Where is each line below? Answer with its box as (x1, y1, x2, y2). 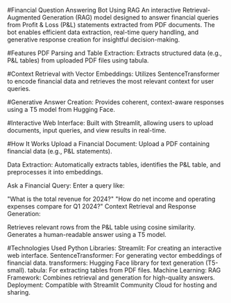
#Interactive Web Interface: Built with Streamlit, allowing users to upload (7, 119, 214, 127)
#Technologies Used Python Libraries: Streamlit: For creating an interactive (7, 244, 222, 252)
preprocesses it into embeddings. (7, 168, 103, 176)
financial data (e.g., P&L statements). (7, 147, 112, 155)
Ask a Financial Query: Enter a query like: (7, 181, 125, 190)
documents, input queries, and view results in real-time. (7, 126, 166, 134)
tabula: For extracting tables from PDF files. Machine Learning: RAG (27, 266, 221, 274)
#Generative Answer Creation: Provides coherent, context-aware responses (7, 98, 224, 106)
